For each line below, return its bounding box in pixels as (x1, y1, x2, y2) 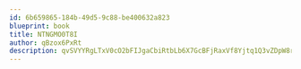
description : (9, 47, 58, 56)
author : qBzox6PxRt (9, 38, 82, 47)
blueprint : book (9, 22, 70, 30)
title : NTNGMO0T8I (9, 30, 78, 39)
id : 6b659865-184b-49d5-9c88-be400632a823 (9, 13, 170, 22)
